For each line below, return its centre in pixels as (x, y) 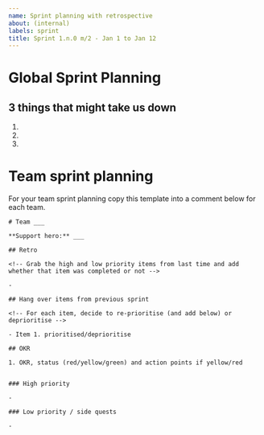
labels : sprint (34, 31)
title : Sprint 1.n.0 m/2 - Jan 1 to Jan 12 (82, 38)
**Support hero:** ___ (46, 236)
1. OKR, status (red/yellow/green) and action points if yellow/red (126, 363)
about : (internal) (39, 23)
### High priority (39, 384)
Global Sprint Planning (85, 78)
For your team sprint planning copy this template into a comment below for (132, 199)
